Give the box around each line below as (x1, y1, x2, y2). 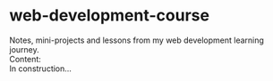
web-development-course (9, 5, 210, 26)
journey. (9, 44, 39, 54)
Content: (9, 53, 42, 64)
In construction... (9, 63, 72, 74)
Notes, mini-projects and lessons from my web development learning (9, 35, 264, 45)
